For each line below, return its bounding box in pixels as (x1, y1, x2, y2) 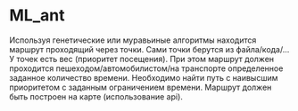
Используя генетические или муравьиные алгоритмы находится (9, 35, 257, 45)
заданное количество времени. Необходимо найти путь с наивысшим (9, 72, 278, 83)
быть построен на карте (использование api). (9, 91, 183, 102)
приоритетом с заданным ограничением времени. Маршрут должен (9, 82, 272, 92)
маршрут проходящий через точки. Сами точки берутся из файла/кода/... (9, 44, 290, 54)
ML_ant (9, 5, 65, 26)
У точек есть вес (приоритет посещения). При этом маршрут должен (9, 53, 275, 64)
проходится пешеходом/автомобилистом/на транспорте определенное (9, 63, 284, 74)
